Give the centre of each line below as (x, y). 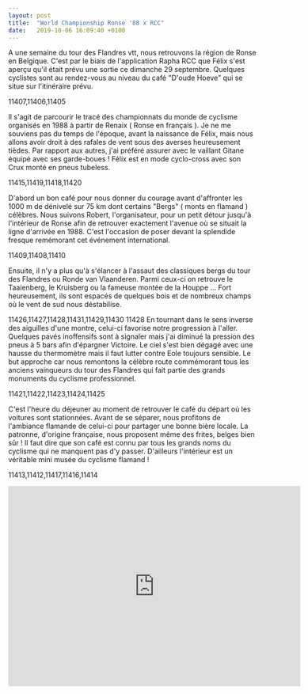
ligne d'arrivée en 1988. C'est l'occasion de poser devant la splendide (122, 232)
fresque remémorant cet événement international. (89, 240)
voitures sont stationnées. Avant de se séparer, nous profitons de (114, 418)
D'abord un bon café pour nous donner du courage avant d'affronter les (125, 198)
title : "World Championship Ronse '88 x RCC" (86, 23)
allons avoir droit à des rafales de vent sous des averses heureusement (124, 142)
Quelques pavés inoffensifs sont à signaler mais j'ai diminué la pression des (131, 336)
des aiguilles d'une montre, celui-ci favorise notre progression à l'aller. (123, 328)
